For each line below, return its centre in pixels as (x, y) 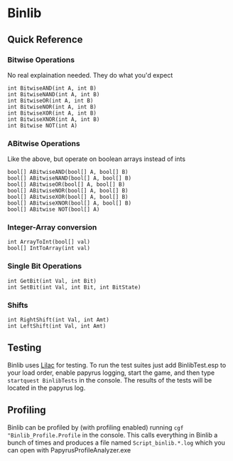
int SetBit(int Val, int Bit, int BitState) (74, 287)
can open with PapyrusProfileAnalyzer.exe (69, 450)
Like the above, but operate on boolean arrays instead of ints (97, 159)
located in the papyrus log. (47, 388)
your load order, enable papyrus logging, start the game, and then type (111, 373)
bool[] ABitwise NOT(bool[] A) (54, 209)
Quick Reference (45, 40)
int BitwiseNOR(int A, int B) (52, 107)
